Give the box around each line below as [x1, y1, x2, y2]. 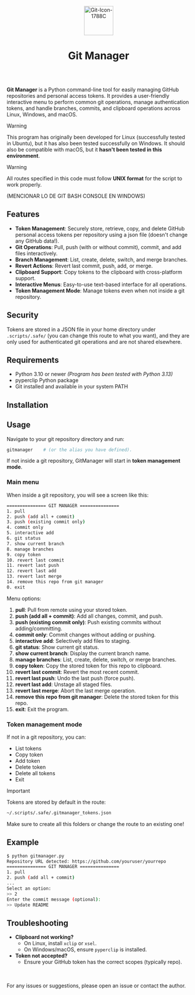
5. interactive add [6, 530, 54, 536]
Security [6, 310, 39, 321]
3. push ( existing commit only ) [6, 519, 85, 525]
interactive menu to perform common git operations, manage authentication [6, 98, 189, 105]
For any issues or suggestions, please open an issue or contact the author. [6, 982, 186, 989]
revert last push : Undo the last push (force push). [15, 674, 135, 681]
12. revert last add [6, 568, 57, 574]
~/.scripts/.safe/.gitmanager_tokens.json [6, 810, 112, 816]
